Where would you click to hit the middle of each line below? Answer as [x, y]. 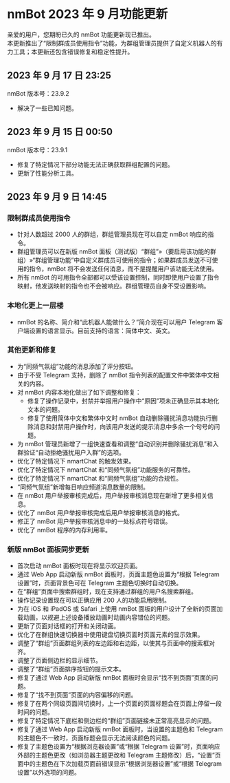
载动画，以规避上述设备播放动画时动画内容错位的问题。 [95, 618]
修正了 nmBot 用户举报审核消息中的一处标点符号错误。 [94, 521]
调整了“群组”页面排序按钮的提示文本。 [71, 669]
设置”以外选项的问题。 [48, 773]
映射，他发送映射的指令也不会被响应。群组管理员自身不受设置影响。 [113, 286]
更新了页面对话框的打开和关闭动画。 [68, 626]
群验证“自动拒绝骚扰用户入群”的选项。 [71, 452]
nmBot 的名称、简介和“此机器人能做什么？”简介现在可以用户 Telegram [116, 322]
